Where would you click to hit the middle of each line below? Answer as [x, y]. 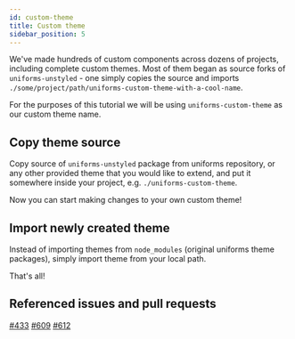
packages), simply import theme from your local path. [108, 258]
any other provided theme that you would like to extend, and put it [130, 174]
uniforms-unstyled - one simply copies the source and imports [124, 78]
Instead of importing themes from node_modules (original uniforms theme [142, 249]
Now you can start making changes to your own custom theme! [126, 200]
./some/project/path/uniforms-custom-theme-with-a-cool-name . [126, 88]
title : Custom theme [48, 26]
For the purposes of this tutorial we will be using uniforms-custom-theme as [146, 105]
